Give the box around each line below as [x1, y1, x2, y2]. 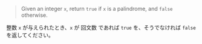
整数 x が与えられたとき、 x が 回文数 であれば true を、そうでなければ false [6, 24, 197, 31]
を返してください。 [6, 31, 54, 39]
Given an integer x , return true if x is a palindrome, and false [21, 5, 173, 12]
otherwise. [21, 11, 48, 19]
